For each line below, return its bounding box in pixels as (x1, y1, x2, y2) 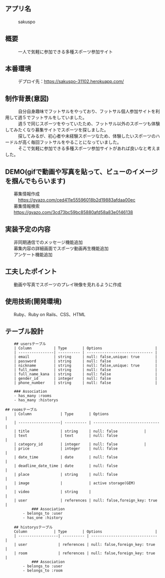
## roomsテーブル (5, 407, 38, 413)
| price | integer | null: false (14, 446, 118, 451)
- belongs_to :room (23, 568, 63, 573)
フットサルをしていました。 (31, 115, 87, 121)
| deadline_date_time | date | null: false (14, 463, 118, 468)
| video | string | (14, 490, 92, 495)
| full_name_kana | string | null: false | (14, 372, 158, 377)
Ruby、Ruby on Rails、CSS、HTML (13, 311, 86, 317)
